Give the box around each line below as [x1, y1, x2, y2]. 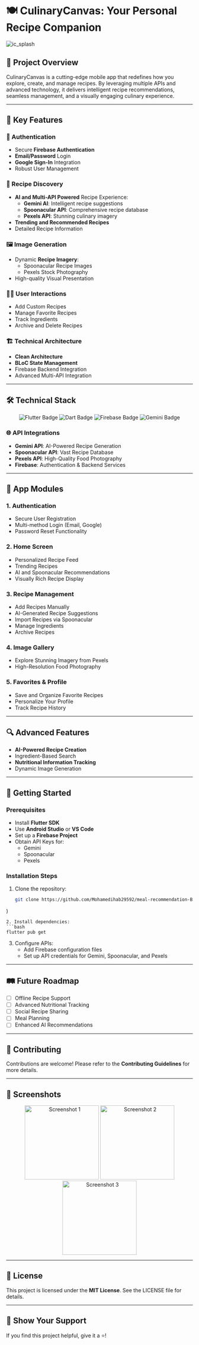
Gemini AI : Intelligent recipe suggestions [23, 199, 123, 207]
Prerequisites [6, 806, 46, 814]
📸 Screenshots [6, 1089, 62, 1099]
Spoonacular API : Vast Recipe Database [14, 449, 114, 456]
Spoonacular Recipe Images [23, 262, 92, 269]
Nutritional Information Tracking [14, 759, 96, 766]
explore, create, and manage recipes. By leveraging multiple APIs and [6, 80, 176, 87]
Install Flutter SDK [14, 819, 60, 826]
